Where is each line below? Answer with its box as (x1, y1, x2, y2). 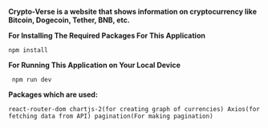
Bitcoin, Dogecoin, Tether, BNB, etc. (8, 15, 130, 25)
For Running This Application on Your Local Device (8, 60, 181, 70)
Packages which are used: (8, 90, 99, 99)
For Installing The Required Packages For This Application (8, 31, 206, 40)
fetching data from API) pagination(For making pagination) (8, 112, 214, 120)
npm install (8, 46, 48, 54)
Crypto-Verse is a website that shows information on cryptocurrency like (8, 7, 258, 16)
